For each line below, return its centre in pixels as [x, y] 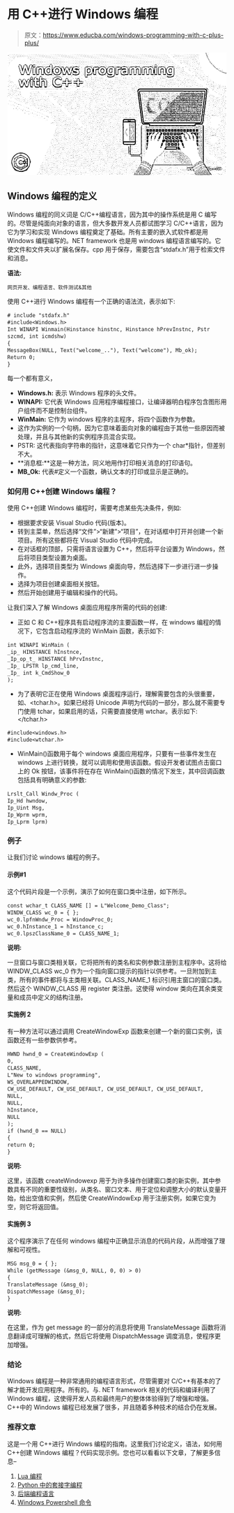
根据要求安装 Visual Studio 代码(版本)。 [73, 523]
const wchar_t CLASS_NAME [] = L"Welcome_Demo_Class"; [88, 905]
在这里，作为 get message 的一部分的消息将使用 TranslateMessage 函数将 [114, 1327]
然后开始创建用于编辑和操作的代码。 [69, 593]
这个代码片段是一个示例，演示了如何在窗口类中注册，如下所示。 [99, 891]
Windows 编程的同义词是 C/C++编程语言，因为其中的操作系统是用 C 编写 [112, 214]
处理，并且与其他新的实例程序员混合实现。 [78, 437]
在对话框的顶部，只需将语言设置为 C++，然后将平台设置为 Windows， [118, 549]
